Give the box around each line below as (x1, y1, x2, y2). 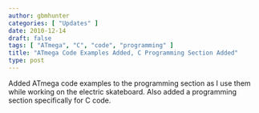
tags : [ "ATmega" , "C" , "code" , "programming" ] (8, 42, 174, 50)
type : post (8, 57, 45, 65)
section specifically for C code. (8, 95, 111, 105)
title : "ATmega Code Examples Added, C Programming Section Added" (8, 49, 239, 57)
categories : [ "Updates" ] (8, 19, 99, 27)
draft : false (8, 34, 52, 42)
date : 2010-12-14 (8, 26, 67, 34)
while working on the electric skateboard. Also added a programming (8, 87, 237, 96)
